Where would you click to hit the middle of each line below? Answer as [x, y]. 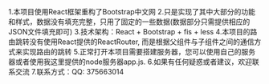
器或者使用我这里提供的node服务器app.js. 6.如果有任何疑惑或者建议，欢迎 [130, 62]
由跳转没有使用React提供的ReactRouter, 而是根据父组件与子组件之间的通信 [131, 42]
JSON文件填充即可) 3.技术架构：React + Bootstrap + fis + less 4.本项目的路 [133, 32]
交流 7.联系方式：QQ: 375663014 [69, 72]
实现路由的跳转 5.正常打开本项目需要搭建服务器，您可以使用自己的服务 [139, 52]
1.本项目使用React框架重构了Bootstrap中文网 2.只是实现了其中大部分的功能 [132, 12]
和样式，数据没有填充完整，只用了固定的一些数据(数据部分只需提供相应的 [129, 22]
